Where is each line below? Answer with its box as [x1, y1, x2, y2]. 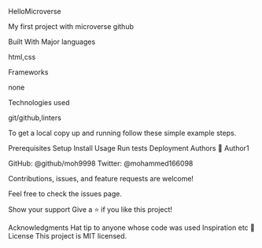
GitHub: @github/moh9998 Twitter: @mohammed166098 [8, 159, 194, 168]
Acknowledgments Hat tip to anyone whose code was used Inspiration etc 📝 [8, 223, 256, 232]
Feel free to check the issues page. [8, 189, 122, 199]
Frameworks [8, 67, 49, 77]
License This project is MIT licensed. [8, 232, 127, 240]
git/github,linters [8, 113, 61, 122]
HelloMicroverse [8, 7, 61, 16]
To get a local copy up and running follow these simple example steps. [8, 129, 237, 137]
